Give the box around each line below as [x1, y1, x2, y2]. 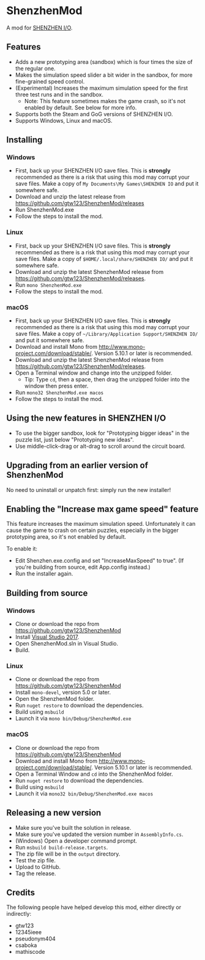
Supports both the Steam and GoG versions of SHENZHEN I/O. [15, 110, 173, 117]
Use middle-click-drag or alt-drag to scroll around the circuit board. [15, 442, 185, 450]
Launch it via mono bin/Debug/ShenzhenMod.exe [15, 715, 132, 722]
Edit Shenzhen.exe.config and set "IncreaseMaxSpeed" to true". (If [15, 557, 184, 564]
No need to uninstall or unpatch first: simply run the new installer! [6, 486, 171, 493]
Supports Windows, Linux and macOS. [15, 117, 113, 124]
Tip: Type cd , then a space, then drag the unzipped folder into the [24, 376, 190, 383]
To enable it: [6, 545, 38, 553]
